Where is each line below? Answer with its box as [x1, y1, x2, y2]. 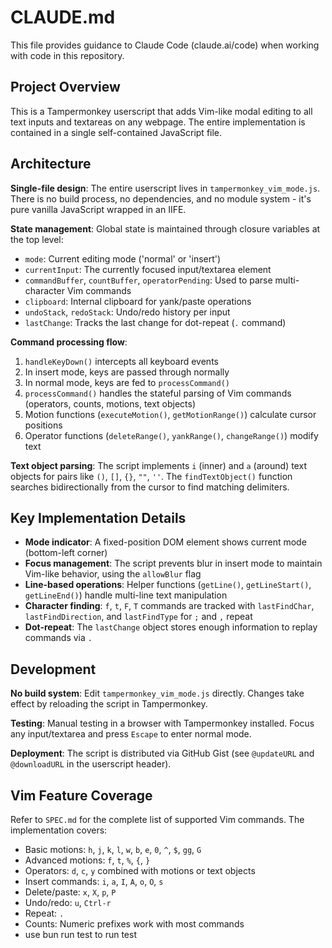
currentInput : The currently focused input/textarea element [24, 263, 272, 275]
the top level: [10, 233, 64, 245]
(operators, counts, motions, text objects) [24, 397, 197, 410]
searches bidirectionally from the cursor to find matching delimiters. [10, 481, 290, 493]
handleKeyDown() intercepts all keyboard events [24, 355, 219, 367]
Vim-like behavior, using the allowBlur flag [24, 568, 202, 580]
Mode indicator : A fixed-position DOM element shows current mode [24, 536, 307, 548]
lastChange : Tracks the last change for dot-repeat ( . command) [24, 316, 287, 328]
